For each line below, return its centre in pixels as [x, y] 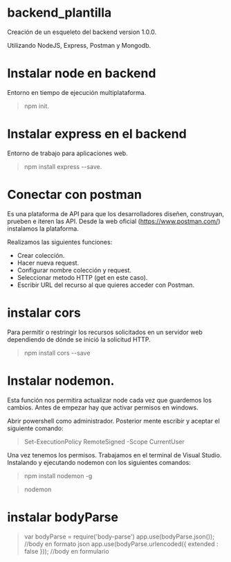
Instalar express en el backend [97, 134]
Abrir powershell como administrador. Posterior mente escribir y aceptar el [113, 421]
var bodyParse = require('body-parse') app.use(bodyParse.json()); [119, 536]
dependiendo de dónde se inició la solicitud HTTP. [79, 339]
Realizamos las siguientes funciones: [60, 242]
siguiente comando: [35, 428]
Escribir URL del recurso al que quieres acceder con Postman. [106, 285]
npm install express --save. [63, 166]
